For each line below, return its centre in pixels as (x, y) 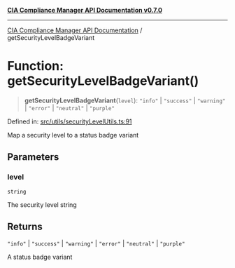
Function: (36, 66)
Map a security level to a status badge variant (73, 135)
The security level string (42, 205)
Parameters (33, 157)
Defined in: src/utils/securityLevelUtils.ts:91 (70, 121)
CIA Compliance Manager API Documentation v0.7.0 (85, 10)
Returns (25, 227)
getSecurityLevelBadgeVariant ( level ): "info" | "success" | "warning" (125, 100)
